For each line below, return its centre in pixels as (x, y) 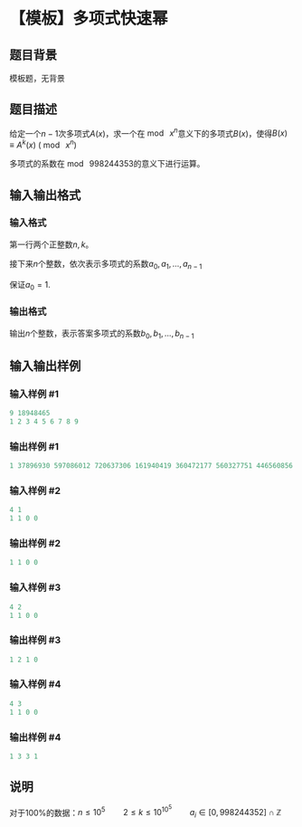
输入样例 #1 (34, 394)
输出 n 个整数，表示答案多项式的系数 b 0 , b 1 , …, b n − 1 (102, 334)
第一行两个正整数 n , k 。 (52, 244)
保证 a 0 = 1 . (30, 285)
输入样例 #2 (35, 491)
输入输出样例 (45, 366)
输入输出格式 (45, 195)
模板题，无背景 (37, 78)
